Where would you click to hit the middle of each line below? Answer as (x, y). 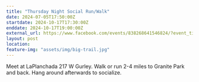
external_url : (24, 33)
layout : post (22, 39)
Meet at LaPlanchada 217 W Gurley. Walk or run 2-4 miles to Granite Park (95, 66)
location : (18, 45)
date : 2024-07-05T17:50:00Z (41, 17)
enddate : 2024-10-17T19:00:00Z (45, 28)
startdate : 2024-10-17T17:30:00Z (47, 22)
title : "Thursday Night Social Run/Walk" (58, 11)
